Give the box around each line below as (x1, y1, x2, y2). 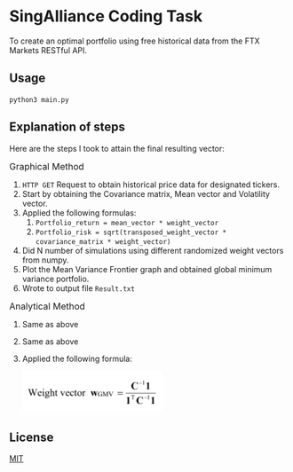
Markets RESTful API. (9, 44, 87, 55)
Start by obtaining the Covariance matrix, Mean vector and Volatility (21, 188, 271, 199)
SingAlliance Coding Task (9, 6, 202, 27)
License (9, 429, 54, 444)
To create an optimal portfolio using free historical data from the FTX (9, 35, 260, 46)
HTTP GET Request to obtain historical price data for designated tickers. (21, 179, 281, 190)
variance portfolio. (21, 273, 90, 284)
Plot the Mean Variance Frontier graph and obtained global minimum (21, 264, 273, 274)
